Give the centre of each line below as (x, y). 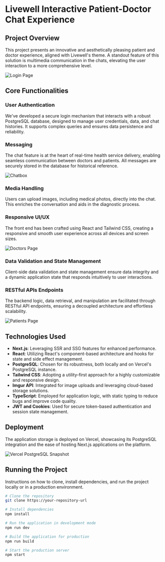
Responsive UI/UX (27, 217)
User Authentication (30, 105)
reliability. (15, 131)
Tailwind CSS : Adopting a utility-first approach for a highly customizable (86, 375)
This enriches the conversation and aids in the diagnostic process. (73, 204)
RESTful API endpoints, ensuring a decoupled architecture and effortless (79, 306)
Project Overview (32, 38)
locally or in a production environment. (44, 487)
